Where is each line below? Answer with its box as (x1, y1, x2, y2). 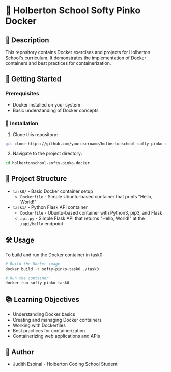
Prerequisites (5, 90, 39, 97)
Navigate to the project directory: (12, 150, 82, 156)
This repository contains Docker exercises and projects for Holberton (5, 49, 151, 55)
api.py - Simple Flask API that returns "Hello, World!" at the (20, 215, 145, 221)
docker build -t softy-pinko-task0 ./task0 (5, 267, 99, 272)
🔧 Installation (5, 120, 39, 127)
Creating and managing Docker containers (12, 316, 102, 323)
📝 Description (5, 36, 49, 44)
